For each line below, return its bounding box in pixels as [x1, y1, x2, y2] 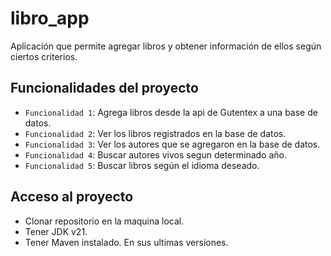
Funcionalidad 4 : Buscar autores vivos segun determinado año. [24, 148, 287, 161]
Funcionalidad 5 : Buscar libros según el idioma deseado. [24, 159, 260, 171]
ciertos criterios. [10, 50, 78, 62]
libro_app [10, 7, 90, 30]
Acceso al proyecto [10, 188, 134, 206]
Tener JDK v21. [24, 225, 88, 237]
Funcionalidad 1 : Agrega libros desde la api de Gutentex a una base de [24, 106, 318, 118]
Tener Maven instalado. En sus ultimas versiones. [24, 236, 229, 248]
